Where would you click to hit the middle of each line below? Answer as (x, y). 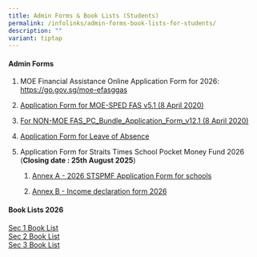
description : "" (35, 30)
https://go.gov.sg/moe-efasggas (74, 90)
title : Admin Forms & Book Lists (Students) (84, 16)
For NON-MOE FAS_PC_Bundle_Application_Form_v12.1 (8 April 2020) (134, 121)
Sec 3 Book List (34, 244)
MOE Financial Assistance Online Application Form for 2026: (120, 82)
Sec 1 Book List (33, 227)
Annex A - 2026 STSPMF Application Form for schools (122, 176)
